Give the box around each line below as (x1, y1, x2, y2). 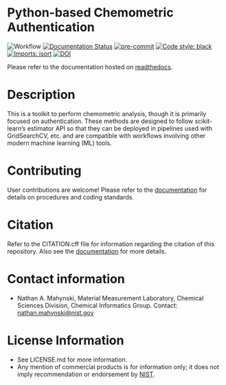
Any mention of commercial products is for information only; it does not (16, 362, 220, 371)
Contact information (7, 271, 125, 287)
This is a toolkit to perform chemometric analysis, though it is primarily (7, 109, 207, 118)
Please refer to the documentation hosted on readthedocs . (7, 63, 173, 71)
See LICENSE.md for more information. (16, 355, 128, 364)
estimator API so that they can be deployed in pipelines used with (27, 124, 213, 132)
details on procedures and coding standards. (7, 192, 134, 201)
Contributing (7, 163, 82, 179)
